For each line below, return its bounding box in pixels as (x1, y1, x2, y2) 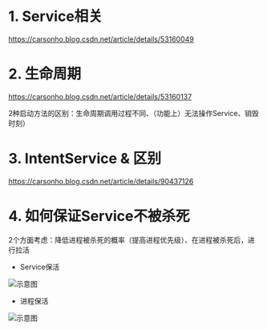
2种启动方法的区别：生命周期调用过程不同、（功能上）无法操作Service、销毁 (8, 108, 259, 118)
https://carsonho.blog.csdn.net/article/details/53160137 (8, 91, 192, 101)
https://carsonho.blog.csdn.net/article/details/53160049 (8, 34, 194, 44)
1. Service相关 (8, 7, 103, 26)
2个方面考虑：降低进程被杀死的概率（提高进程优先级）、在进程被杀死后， (8, 235, 249, 244)
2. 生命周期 (8, 65, 82, 83)
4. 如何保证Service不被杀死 (8, 207, 190, 225)
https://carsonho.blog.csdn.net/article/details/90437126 (8, 176, 194, 186)
